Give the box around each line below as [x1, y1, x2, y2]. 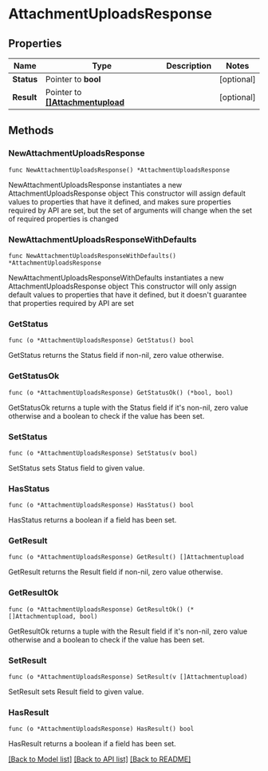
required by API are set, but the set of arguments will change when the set [8, 205, 253, 215]
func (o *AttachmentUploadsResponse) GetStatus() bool [8, 336, 195, 344]
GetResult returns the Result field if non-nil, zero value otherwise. [8, 567, 223, 577]
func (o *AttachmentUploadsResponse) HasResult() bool [8, 725, 195, 733]
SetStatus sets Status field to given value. [8, 463, 145, 472]
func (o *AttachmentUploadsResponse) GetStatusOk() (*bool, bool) [8, 388, 234, 396]
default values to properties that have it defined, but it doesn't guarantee [8, 289, 247, 300]
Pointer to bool [45, 74, 101, 85]
